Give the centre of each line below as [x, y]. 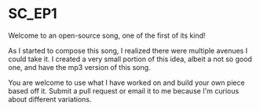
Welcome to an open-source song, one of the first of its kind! [107, 35]
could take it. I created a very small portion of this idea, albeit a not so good [130, 59]
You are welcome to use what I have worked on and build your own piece [126, 82]
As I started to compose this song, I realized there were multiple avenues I [128, 50]
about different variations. [50, 99]
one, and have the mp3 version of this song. [79, 67]
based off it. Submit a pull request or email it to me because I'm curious [124, 90]
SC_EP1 [33, 14]
